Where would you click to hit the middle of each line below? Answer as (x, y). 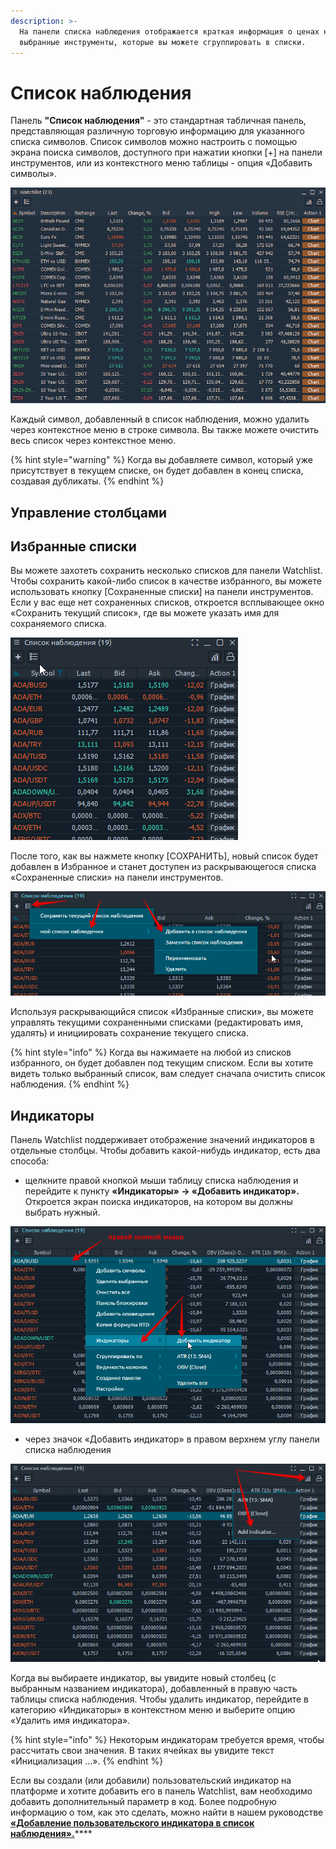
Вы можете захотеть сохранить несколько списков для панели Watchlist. (166, 571)
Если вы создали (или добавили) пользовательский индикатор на (151, 1781)
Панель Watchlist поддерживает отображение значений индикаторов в (162, 1140)
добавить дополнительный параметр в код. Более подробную (143, 1802)
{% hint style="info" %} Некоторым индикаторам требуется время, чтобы (167, 1740)
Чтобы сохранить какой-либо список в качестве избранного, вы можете (166, 581)
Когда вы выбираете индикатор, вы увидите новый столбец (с (143, 1678)
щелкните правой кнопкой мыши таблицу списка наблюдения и (161, 1181)
